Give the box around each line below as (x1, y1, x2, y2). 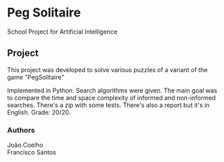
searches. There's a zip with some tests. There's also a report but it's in (7, 101, 210, 109)
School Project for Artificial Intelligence (7, 27, 118, 36)
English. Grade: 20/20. (7, 108, 71, 116)
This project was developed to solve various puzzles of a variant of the (7, 65, 208, 73)
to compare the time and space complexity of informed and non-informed (7, 93, 216, 102)
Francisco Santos (7, 148, 56, 157)
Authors (7, 125, 36, 135)
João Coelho (7, 141, 43, 149)
